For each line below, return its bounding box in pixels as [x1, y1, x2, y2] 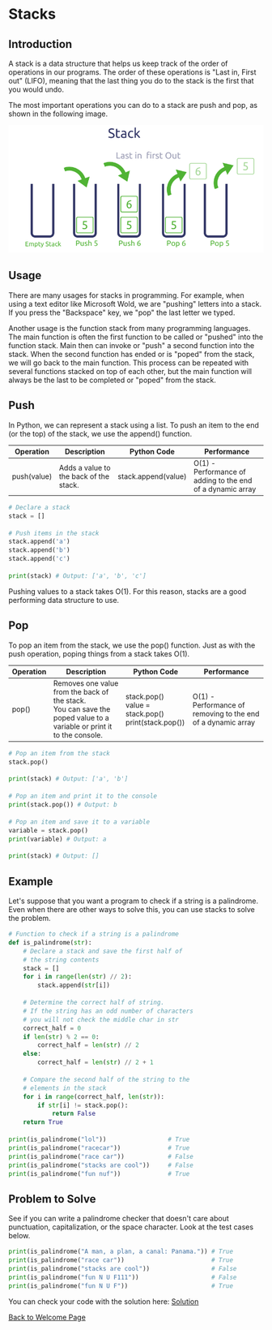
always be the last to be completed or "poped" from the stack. [8, 375, 216, 385]
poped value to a [53, 713, 109, 723]
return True [23, 1118, 63, 1126]
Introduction [8, 37, 73, 51]
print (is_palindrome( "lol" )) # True [8, 1135, 190, 1143]
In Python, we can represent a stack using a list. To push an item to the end [8, 420, 259, 430]
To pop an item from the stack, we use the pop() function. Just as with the [8, 640, 256, 650]
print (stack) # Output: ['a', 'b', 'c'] [8, 571, 147, 580]
